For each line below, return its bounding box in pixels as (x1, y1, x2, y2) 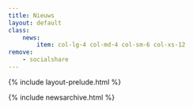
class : (8, 26, 30, 34)
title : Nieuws (8, 11, 55, 20)
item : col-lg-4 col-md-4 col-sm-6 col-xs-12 (36, 41, 186, 49)
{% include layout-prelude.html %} (8, 77, 122, 87)
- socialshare (22, 56, 69, 64)
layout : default (8, 19, 62, 27)
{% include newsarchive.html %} (8, 92, 115, 102)
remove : (8, 48, 34, 56)
